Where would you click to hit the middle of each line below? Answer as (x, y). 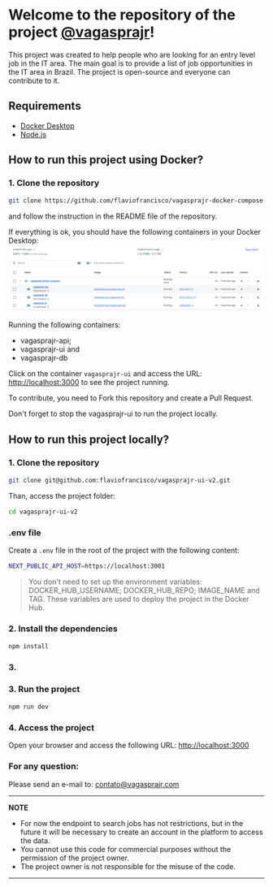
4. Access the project (52, 728)
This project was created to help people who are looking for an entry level (132, 54)
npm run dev (28, 707)
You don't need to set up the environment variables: (115, 582)
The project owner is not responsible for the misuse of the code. (128, 866)
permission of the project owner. (75, 858)
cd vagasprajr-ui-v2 (43, 512)
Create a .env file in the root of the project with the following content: (124, 550)
